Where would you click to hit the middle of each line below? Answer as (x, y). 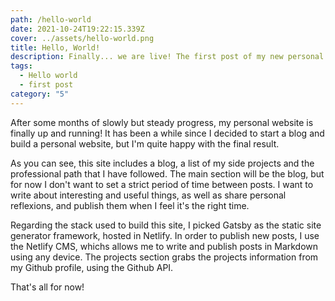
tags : (21, 66)
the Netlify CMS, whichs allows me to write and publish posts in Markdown (164, 246)
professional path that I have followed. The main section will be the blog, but (167, 173)
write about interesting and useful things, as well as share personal (148, 195)
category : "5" (40, 94)
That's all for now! (47, 287)
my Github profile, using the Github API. (92, 267)
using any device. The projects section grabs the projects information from (164, 257)
